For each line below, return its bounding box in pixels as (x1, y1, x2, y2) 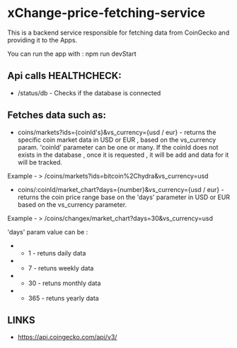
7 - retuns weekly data (28, 263, 94, 272)
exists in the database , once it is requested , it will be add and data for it (17, 150, 229, 159)
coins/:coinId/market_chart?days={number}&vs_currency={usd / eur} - (17, 185, 224, 193)
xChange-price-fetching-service (7, 5, 206, 21)
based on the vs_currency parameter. (17, 200, 127, 209)
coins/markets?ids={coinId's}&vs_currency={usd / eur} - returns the (17, 128, 216, 136)
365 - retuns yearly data (28, 294, 99, 302)
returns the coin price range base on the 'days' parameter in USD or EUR (17, 193, 231, 201)
